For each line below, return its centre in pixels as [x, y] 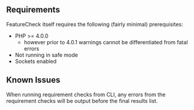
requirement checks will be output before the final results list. [82, 100]
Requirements [33, 10]
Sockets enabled [36, 61]
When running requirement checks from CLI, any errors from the [86, 94]
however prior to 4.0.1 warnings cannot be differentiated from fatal [106, 42]
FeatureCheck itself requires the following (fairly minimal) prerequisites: [95, 24]
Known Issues [33, 80]
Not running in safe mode [46, 55]
